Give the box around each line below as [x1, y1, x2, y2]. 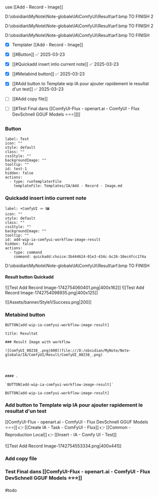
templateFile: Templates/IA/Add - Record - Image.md [14, 183, 123, 188]
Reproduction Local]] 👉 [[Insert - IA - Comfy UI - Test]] [5, 431, 117, 437]
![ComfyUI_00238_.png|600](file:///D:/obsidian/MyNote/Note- [5, 348, 131, 353]
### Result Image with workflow [5, 339, 70, 344]
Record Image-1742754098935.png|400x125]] [5, 290, 98, 296]
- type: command [9, 250, 42, 255]
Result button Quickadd [5, 274, 54, 280]
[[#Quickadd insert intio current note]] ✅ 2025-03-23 [12, 61, 119, 67]
